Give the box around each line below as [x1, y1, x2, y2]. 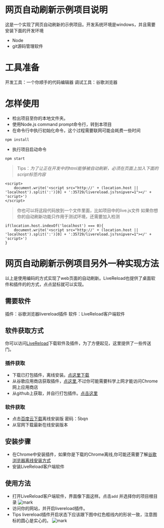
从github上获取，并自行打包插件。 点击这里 [12, 390, 98, 396]
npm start [5, 156, 25, 161]
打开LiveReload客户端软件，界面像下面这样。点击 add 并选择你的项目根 [12, 493, 154, 499]
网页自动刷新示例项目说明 [5, 4, 108, 16]
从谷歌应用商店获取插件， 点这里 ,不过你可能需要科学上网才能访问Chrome [12, 378, 158, 384]
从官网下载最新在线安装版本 [12, 422, 68, 427]
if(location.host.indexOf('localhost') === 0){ [5, 223, 104, 228]
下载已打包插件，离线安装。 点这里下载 [12, 372, 89, 378]
